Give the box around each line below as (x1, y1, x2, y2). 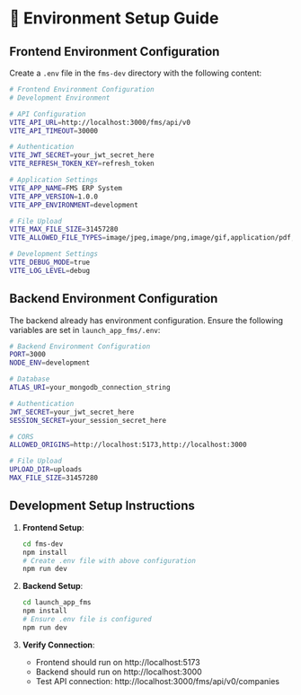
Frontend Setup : (22, 522, 84, 532)
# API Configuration (9, 110, 87, 119)
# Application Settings (9, 175, 99, 184)
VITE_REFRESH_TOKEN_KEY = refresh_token (9, 159, 155, 169)
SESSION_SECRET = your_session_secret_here (9, 416, 167, 425)
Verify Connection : (22, 639, 95, 650)
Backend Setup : (22, 581, 84, 592)
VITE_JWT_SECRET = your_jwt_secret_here (9, 151, 155, 160)
